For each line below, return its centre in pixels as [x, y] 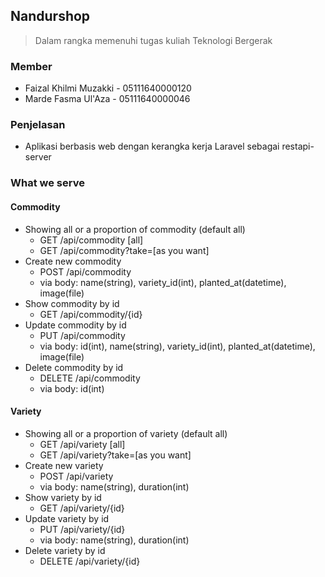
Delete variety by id [65, 550]
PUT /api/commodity [82, 335]
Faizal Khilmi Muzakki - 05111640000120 [108, 88]
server [38, 157]
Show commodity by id [72, 303]
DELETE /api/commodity [90, 378]
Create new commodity [73, 261]
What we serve [47, 183]
